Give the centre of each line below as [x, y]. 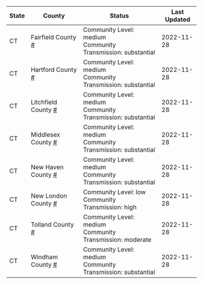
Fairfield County [53, 37]
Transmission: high [110, 207]
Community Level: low [114, 192]
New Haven [47, 167]
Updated [178, 19]
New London [49, 196]
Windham [44, 257]
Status [119, 16]
